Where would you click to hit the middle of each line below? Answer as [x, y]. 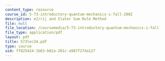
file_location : [21, 28]
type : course [18, 46]
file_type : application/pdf [34, 32]
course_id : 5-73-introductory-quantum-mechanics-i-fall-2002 [69, 14]
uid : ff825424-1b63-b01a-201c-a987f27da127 [50, 51]
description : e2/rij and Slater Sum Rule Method [56, 19]
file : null [16, 23]
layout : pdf [17, 37]
